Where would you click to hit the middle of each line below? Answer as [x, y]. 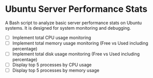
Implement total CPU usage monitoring [52, 38]
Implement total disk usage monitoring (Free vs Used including [76, 54]
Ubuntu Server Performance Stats [76, 9]
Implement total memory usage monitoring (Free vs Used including [80, 43]
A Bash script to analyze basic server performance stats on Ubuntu [74, 23]
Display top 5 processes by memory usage [56, 71]
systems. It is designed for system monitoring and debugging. [68, 28]
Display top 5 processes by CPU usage [52, 65]
